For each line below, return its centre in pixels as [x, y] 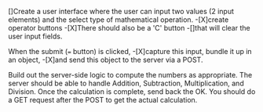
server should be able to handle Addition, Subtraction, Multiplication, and [126, 83]
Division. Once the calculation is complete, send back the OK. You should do [132, 92]
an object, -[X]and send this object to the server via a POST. [106, 60]
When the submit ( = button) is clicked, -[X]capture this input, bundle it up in [130, 51]
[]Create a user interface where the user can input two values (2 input [121, 11]
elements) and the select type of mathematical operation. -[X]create [119, 20]
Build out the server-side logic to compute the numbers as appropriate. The [130, 75]
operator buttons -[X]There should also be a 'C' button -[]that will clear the [129, 28]
